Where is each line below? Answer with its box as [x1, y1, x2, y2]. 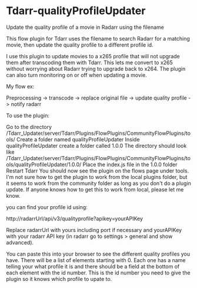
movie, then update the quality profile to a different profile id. [6, 41, 154, 48]
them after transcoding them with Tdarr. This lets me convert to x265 [6, 59, 173, 66]
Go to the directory [6, 123, 52, 130]
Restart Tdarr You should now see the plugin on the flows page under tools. [6, 167, 189, 174]
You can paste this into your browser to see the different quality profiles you [6, 250, 190, 257]
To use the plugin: [6, 112, 50, 119]
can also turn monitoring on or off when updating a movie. [6, 71, 147, 78]
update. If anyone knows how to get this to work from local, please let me [6, 186, 184, 193]
